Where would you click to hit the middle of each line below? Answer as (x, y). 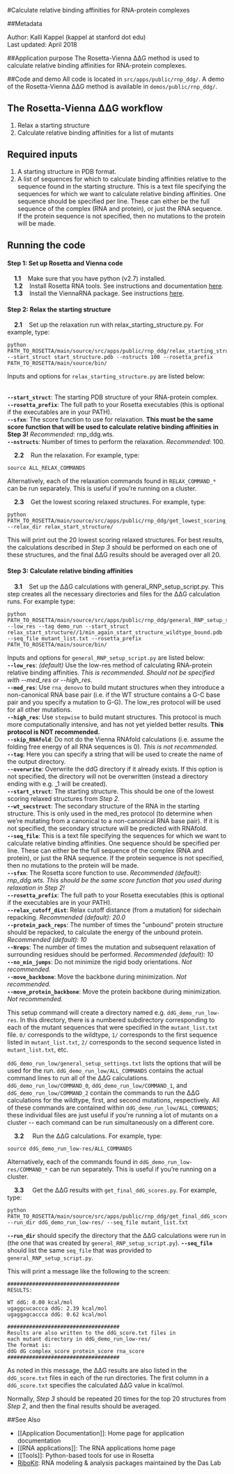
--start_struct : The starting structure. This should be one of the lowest (111, 791)
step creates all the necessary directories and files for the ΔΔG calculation (114, 594)
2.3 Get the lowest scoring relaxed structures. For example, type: (110, 502)
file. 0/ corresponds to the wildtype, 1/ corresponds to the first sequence (112, 1034)
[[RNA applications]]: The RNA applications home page (96, 1447)
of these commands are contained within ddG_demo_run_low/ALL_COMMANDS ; (113, 1107)
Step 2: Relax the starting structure (59, 309)
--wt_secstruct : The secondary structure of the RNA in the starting (103, 806)
